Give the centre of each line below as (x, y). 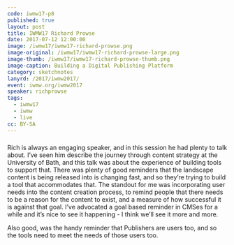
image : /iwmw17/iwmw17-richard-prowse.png (70, 46)
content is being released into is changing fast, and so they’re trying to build (117, 177)
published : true (31, 20)
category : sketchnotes (40, 72)
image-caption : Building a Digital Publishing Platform (90, 66)
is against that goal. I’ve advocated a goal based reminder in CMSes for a (113, 207)
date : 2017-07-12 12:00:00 (46, 40)
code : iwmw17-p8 (31, 14)
